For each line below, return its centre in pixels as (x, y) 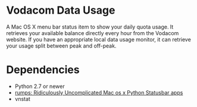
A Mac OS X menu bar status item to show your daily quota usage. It (90, 27)
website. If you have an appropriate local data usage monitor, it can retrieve (99, 39)
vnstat (23, 99)
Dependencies (43, 70)
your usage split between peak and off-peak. (61, 46)
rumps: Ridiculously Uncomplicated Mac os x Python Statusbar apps (99, 92)
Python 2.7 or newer (40, 86)
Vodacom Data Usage (61, 10)
